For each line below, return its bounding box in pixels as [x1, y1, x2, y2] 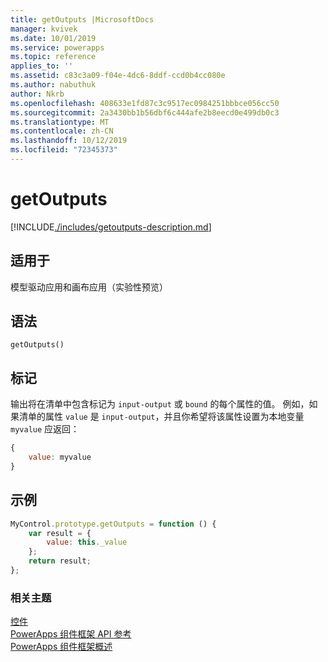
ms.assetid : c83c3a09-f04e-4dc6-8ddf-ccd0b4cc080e [10, 71, 226, 81]
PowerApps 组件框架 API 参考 [10, 628, 132, 640]
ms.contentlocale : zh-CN [10, 126, 114, 136]
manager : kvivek [10, 24, 78, 34]
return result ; [28, 556, 92, 566]
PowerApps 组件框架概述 [10, 641, 113, 653]
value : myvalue [28, 452, 92, 463]
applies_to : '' [10, 61, 74, 71]
